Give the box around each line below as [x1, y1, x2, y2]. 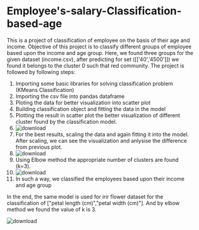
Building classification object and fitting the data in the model [15, 105, 166, 112]
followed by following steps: [7, 68, 76, 75]
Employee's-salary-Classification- [7, 4, 182, 18]
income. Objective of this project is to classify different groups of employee [7, 43, 192, 50]
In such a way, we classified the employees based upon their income [15, 175, 185, 182]
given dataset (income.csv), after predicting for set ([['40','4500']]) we [7, 56, 179, 63]
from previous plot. [15, 143, 63, 151]
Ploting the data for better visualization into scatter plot [15, 99, 151, 106]
